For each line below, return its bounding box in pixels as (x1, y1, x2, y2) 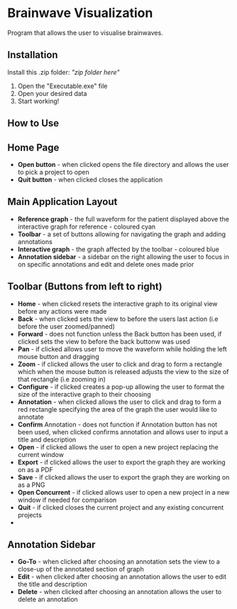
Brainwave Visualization (7, 5, 153, 21)
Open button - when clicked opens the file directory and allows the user (17, 160, 229, 168)
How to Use (7, 117, 60, 129)
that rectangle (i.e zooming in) (17, 375, 106, 383)
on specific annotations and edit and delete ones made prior (17, 260, 194, 268)
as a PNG (17, 481, 45, 489)
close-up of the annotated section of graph (17, 565, 144, 574)
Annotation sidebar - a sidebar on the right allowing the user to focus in (17, 252, 229, 260)
